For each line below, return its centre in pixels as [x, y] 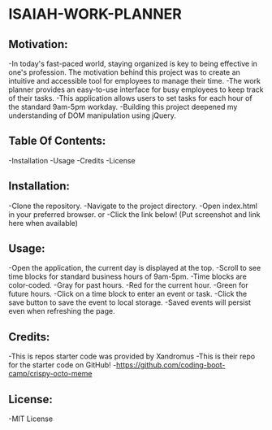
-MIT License [31, 419]
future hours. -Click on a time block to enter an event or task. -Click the [128, 294]
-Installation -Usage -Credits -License [72, 160]
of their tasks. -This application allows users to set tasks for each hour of [131, 98]
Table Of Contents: [57, 141]
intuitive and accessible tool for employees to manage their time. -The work [135, 81]
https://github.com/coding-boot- [171, 365]
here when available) [43, 223]
